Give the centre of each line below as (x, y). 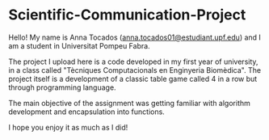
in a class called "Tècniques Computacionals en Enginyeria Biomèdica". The (134, 70)
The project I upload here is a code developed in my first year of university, (133, 62)
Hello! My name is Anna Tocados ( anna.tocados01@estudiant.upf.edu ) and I (134, 37)
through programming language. (62, 87)
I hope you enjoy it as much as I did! (68, 127)
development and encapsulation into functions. (87, 112)
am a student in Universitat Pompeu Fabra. (80, 45)
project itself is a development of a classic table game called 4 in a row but (133, 78)
